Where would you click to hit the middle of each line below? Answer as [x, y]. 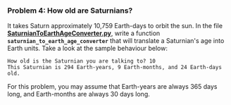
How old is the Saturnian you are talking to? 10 [82, 61]
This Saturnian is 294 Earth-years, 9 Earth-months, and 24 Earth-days [114, 68]
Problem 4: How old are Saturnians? [70, 11]
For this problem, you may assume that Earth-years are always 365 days [112, 87]
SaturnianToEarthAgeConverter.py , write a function [84, 33]
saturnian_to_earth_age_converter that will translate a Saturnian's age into [116, 41]
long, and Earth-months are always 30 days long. [79, 94]
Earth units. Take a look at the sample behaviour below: [87, 49]
